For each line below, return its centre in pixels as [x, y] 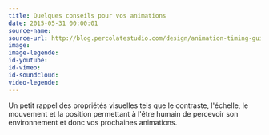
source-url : [28, 38]
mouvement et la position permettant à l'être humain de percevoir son [123, 113]
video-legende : [34, 82]
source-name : [30, 30]
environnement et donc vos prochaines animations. [93, 122]
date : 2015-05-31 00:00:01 [53, 23]
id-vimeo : [25, 68]
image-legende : [34, 53]
